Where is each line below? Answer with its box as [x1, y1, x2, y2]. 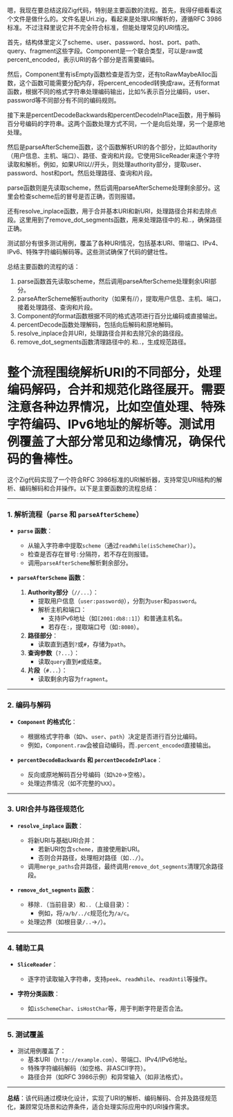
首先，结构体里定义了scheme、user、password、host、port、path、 [7, 38, 205, 46]
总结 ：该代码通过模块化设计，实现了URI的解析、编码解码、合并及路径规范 [7, 1094, 218, 1102]
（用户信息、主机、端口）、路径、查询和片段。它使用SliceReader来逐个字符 [7, 152, 220, 159]
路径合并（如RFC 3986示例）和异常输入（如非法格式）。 [27, 1073, 187, 1081]
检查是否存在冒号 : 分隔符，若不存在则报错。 [27, 550, 152, 558]
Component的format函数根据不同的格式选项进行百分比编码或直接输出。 [17, 312, 221, 320]
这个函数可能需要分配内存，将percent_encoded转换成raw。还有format [19, 79, 220, 87]
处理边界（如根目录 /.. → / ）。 [27, 917, 110, 926]
